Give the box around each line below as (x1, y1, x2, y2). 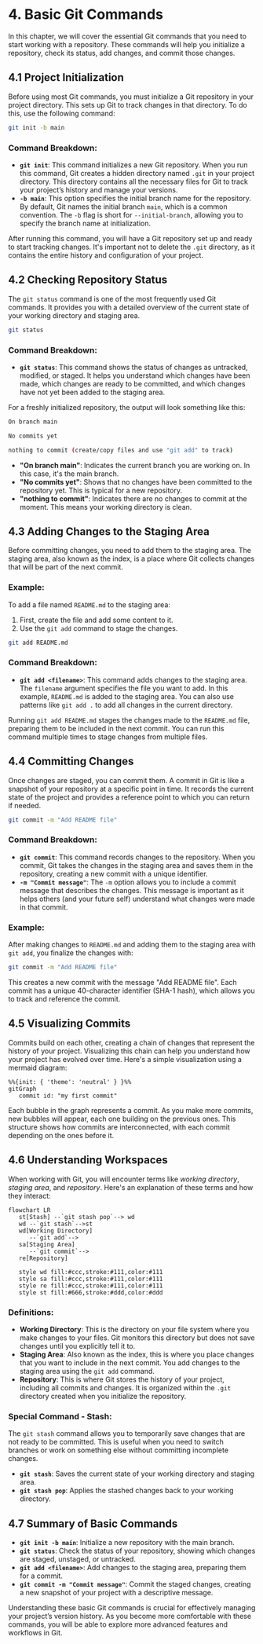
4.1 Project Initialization (8, 71, 124, 84)
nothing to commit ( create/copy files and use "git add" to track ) (8, 446, 234, 454)
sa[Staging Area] (18, 1240, 76, 1248)
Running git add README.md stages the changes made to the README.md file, (8, 715, 250, 724)
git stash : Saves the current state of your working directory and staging (19, 1469, 255, 1478)
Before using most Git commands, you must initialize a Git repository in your (8, 92, 254, 101)
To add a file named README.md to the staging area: (8, 599, 171, 610)
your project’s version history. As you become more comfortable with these (8, 1612, 252, 1620)
